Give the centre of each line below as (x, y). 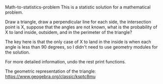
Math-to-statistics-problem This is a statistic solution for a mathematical (78, 7)
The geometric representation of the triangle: (51, 71)
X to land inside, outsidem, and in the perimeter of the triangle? (69, 32)
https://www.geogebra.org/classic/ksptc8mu (50, 76)
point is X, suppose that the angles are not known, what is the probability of (81, 27)
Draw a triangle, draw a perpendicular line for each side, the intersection (78, 22)
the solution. (18, 52)
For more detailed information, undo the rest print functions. (66, 62)
